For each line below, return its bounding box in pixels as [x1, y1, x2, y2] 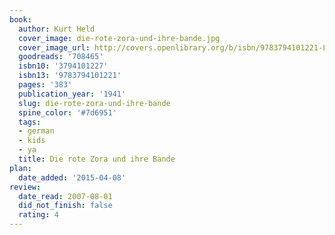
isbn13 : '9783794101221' [18, 71, 122, 81]
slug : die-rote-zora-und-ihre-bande [18, 98, 171, 108]
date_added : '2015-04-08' [18, 172, 127, 183]
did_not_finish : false [18, 201, 113, 211]
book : [9, 14, 32, 25]
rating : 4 [18, 210, 59, 220]
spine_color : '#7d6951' [18, 107, 117, 118]
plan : [9, 163, 32, 173]
